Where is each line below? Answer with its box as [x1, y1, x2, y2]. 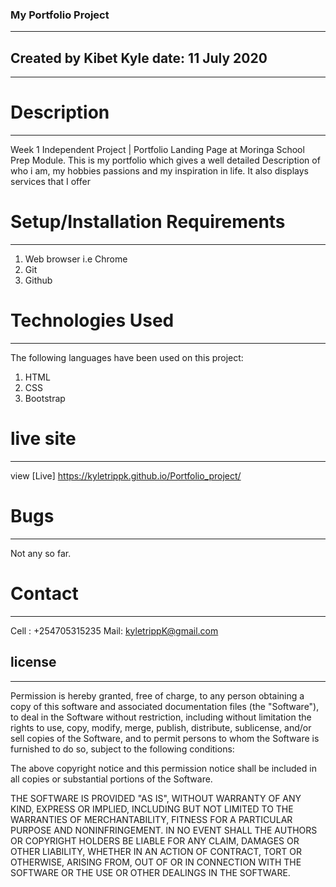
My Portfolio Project [10, 8, 110, 22]
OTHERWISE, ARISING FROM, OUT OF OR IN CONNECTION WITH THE [10, 856, 302, 868]
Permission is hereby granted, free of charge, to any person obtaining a [10, 689, 305, 702]
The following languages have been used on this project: [10, 351, 244, 363]
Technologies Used [10, 309, 175, 332]
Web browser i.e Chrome [24, 253, 128, 265]
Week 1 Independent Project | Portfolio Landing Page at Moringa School [10, 144, 305, 156]
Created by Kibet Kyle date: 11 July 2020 [10, 49, 268, 67]
